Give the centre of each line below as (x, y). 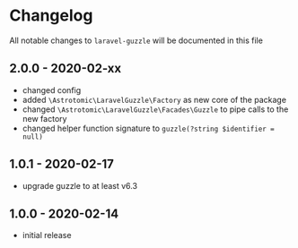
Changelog (51, 16)
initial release (47, 235)
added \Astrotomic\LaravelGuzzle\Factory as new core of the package (154, 99)
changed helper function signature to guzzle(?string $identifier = (149, 128)
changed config (52, 90)
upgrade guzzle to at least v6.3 (79, 185)
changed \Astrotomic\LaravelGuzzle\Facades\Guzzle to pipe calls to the (155, 109)
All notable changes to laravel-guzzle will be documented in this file (136, 40)
